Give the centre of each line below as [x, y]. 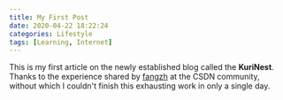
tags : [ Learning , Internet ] [61, 42]
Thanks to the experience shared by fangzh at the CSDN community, [134, 77]
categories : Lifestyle [51, 34]
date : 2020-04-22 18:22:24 [59, 26]
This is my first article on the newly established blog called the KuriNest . [141, 67]
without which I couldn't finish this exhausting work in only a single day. [140, 86]
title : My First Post [49, 17]
